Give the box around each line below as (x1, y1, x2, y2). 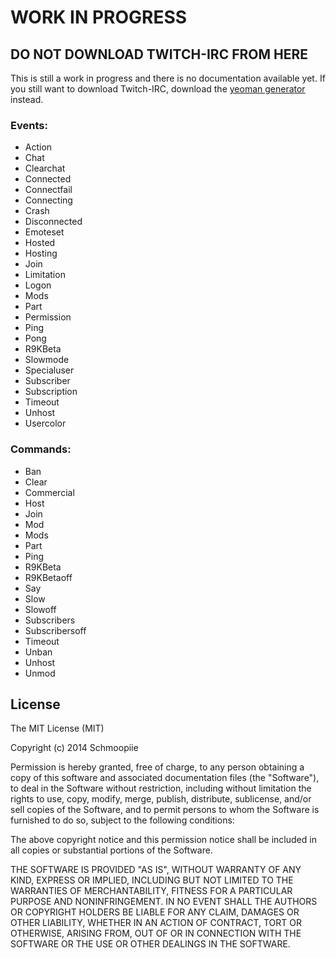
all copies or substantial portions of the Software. (10, 844, 213, 856)
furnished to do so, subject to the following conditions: (10, 814, 235, 826)
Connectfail (24, 184, 73, 196)
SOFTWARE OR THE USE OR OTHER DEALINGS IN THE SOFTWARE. (10, 938, 291, 950)
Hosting (24, 247, 58, 260)
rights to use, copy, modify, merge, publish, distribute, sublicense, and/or (10, 793, 312, 805)
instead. (10, 94, 44, 105)
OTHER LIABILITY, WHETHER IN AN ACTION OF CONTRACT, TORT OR (10, 917, 302, 929)
